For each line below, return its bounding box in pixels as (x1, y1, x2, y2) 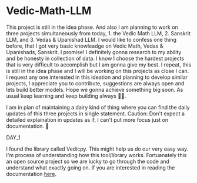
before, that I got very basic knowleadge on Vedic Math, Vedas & (6, 42, 163, 49)
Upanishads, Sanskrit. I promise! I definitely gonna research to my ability (6, 48, 182, 55)
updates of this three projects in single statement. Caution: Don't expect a (6, 110, 185, 117)
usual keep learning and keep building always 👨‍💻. (6, 92, 126, 99)
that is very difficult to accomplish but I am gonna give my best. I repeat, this (6, 61, 192, 68)
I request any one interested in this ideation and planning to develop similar (6, 74, 188, 81)
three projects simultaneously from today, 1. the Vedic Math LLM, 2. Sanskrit (6, 29, 191, 36)
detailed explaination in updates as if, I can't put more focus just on (6, 116, 169, 123)
